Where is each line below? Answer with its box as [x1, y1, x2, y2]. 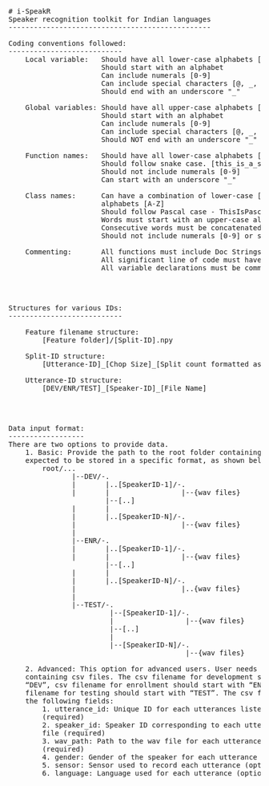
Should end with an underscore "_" [101, 87, 241, 95]
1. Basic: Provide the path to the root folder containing [25, 448, 262, 456]
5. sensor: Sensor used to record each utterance [42, 761, 241, 769]
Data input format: [8, 424, 85, 432]
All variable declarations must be [101, 264, 241, 272]
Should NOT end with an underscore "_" [101, 136, 258, 144]
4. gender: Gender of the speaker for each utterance [42, 753, 258, 761]
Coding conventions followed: [8, 39, 127, 47]
